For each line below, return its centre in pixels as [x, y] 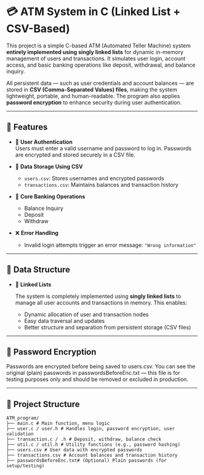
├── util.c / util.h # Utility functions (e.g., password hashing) [93, 445]
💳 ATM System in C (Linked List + [93, 12]
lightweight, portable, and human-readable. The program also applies [93, 96]
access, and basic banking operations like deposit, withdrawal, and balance [101, 65]
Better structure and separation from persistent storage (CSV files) [107, 327]
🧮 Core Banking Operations [50, 196]
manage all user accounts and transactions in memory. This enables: [101, 302]
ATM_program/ [23, 418]
